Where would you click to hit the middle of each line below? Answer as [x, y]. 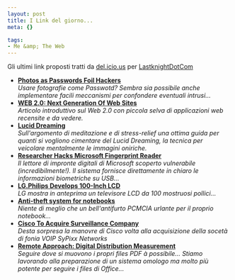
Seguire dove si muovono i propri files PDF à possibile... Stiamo [110, 254]
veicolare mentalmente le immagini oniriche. [82, 148]
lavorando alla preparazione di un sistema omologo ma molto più [113, 261]
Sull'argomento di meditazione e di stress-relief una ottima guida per [118, 133]
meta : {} [20, 27]
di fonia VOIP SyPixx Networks [62, 239]
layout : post [27, 14]
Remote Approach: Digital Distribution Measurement [96, 246]
